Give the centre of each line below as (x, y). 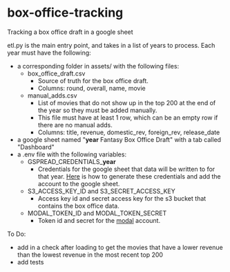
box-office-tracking (65, 13)
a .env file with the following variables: (71, 154)
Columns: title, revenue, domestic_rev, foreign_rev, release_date (129, 132)
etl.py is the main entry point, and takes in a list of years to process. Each (111, 45)
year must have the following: (49, 53)
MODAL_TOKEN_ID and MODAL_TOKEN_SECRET (97, 213)
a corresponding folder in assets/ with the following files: (98, 66)
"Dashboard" (36, 147)
